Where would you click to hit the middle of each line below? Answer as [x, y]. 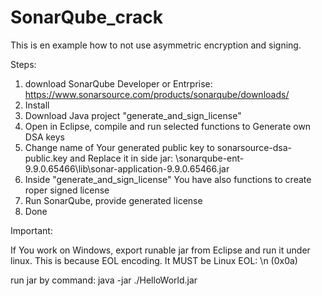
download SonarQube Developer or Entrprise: [118, 83]
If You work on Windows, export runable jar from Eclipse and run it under [160, 250]
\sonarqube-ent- [210, 158]
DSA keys [44, 137]
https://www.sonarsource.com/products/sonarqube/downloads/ [157, 94]
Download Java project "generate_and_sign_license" [133, 115]
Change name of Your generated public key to [119, 147]
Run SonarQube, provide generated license [113, 200]
